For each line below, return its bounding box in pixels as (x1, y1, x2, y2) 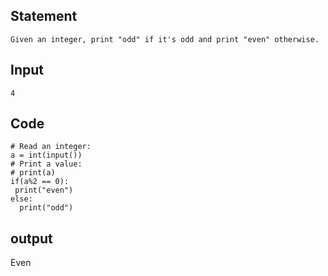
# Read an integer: (10, 142, 92, 152)
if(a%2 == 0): (10, 177, 70, 187)
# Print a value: (10, 159, 83, 169)
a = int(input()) (10, 150, 83, 161)
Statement (10, 8, 78, 25)
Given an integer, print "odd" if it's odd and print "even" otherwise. (10, 34, 320, 44)
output (10, 230, 53, 247)
